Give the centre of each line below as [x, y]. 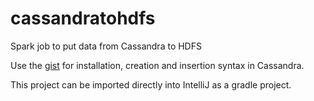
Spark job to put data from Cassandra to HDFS [106, 46]
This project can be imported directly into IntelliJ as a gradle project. [151, 84]
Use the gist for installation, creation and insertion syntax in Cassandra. [157, 65]
